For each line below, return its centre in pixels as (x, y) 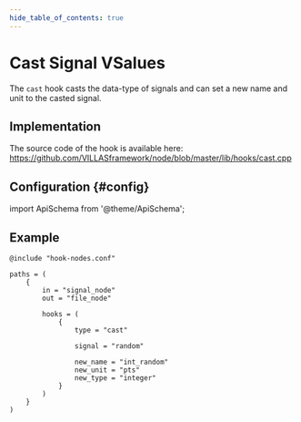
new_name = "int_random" (121, 362)
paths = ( (28, 274)
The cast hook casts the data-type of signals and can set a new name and (149, 88)
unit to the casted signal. (55, 98)
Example (35, 237)
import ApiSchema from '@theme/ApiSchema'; (97, 209)
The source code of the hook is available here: (96, 149)
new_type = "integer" (115, 378)
